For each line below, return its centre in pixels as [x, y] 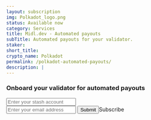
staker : [16, 45]
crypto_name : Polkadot [35, 56]
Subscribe [112, 109]
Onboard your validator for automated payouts [76, 88]
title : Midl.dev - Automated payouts [54, 34]
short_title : [23, 51]
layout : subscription [33, 12]
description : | [25, 67]
